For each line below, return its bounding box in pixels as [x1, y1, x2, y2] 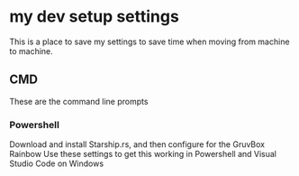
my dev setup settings [9, 6, 180, 27]
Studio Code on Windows [9, 158, 104, 169]
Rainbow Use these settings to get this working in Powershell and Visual [9, 149, 277, 160]
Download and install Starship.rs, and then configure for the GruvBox [9, 139, 266, 150]
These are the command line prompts [9, 96, 149, 107]
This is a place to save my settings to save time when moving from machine [9, 36, 290, 47]
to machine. [9, 45, 54, 56]
